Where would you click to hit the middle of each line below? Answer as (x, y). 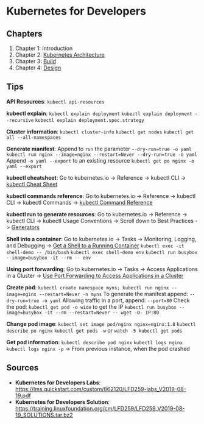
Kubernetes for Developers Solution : (62, 402)
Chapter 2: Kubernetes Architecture (60, 55)
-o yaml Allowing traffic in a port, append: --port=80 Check (116, 300)
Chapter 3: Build (35, 61)
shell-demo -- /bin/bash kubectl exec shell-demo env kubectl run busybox (102, 252)
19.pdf (23, 395)
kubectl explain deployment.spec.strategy (90, 120)
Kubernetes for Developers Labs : (58, 383)
